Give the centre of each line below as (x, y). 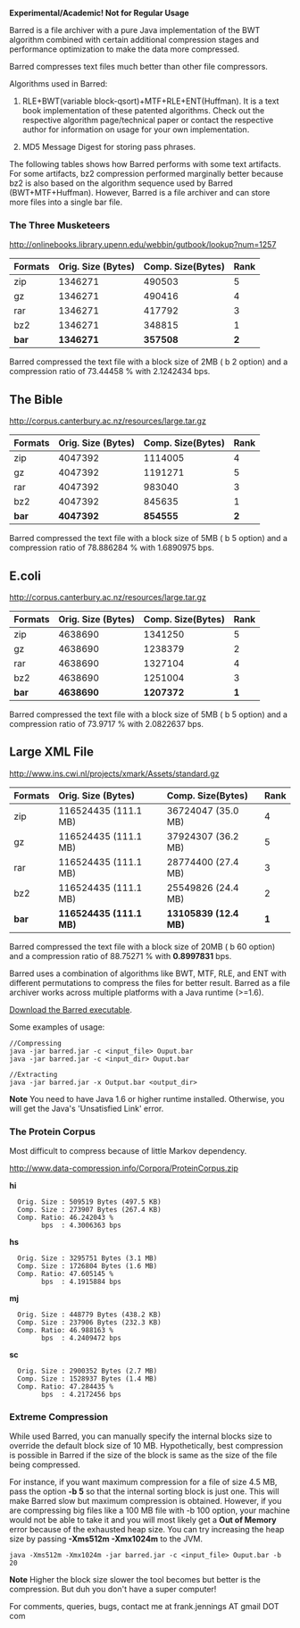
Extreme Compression (59, 1416)
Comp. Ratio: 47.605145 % (66, 1274)
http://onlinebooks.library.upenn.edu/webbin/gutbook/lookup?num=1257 (143, 245)
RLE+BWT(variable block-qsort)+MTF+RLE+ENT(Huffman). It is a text (150, 101)
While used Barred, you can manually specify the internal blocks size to (141, 1436)
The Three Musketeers (60, 225)
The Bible (36, 400)
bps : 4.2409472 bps (82, 1339)
